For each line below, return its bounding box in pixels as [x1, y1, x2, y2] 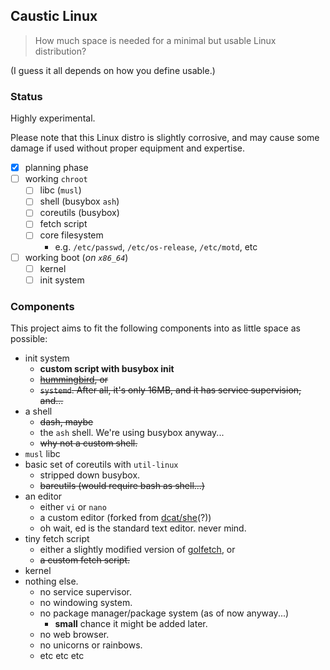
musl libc [24, 448, 61, 460]
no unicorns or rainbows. [39, 639, 143, 651]
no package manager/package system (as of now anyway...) [39, 607, 290, 619]
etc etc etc [39, 650, 85, 662]
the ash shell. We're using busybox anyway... [39, 427, 225, 439]
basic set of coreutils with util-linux [24, 459, 179, 471]
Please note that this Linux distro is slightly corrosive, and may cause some [10, 132, 320, 144]
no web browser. [39, 629, 110, 641]
